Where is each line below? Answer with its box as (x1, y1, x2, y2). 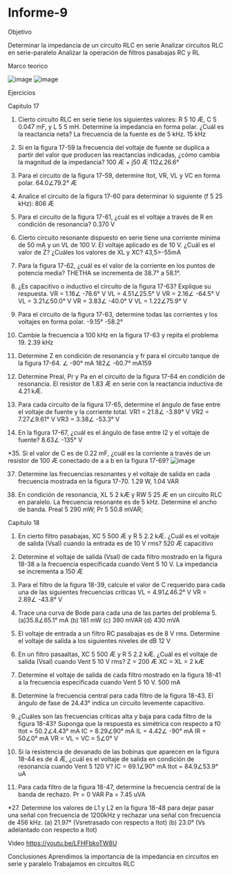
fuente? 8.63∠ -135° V (17, 435, 83, 444)
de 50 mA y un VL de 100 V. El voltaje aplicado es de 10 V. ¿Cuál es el (17, 240, 215, 249)
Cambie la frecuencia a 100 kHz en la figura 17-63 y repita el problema (17, 331, 219, 339)
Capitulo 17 (8, 101, 40, 110)
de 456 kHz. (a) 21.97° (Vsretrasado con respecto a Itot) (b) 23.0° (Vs (8, 818, 206, 826)
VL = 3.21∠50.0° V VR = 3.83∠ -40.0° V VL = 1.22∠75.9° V (17, 297, 188, 305)
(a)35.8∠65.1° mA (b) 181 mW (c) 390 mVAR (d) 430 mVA (17, 616, 180, 624)
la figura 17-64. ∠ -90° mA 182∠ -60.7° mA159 (17, 359, 152, 367)
